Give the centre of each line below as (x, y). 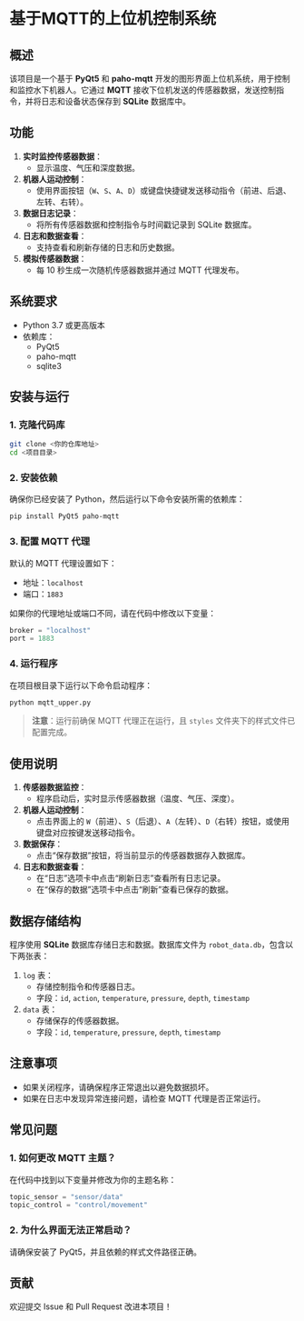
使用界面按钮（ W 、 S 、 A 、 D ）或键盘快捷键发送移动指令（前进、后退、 (164, 190)
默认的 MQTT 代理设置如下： (63, 563)
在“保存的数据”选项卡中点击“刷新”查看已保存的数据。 (135, 890)
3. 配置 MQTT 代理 (50, 542)
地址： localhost (53, 582)
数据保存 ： (43, 844)
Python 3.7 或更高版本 (64, 325)
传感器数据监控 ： (54, 787)
